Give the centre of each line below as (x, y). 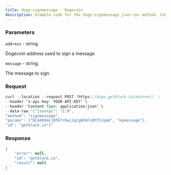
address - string (22, 43)
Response (18, 138)
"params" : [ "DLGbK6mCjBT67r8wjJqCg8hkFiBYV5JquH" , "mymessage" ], (76, 121)
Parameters (20, 33)
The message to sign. (28, 73)
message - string (22, 63)
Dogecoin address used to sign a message (50, 53)
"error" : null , (31, 154)
